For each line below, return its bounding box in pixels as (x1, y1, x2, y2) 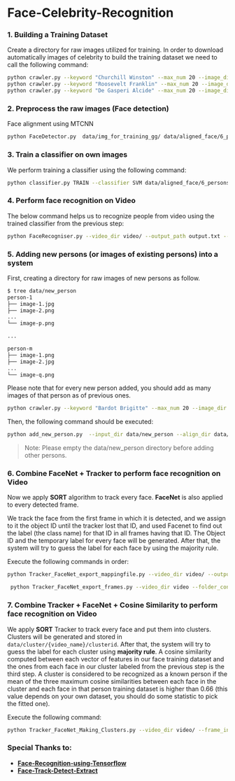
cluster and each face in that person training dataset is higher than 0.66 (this (7, 684, 228, 693)
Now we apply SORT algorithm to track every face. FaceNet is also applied (7, 493, 224, 502)
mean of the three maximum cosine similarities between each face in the (7, 677, 217, 685)
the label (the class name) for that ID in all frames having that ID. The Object (7, 529, 226, 537)
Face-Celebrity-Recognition (7, 5, 174, 21)
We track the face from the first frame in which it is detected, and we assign (7, 514, 226, 523)
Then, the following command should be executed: (7, 418, 154, 426)
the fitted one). (7, 699, 50, 708)
